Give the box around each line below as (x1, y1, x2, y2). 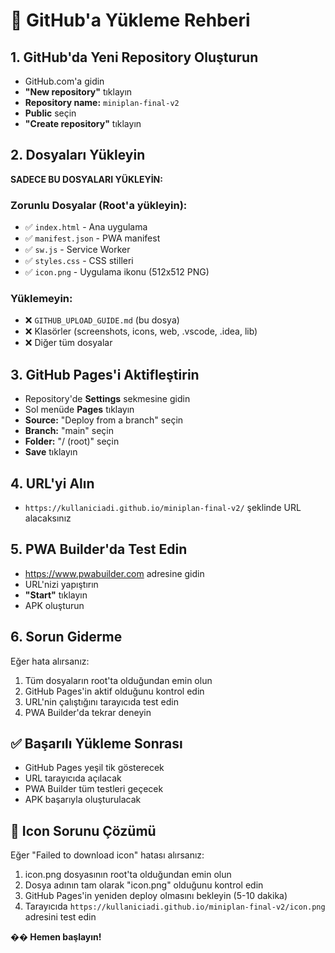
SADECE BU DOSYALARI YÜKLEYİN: (10, 173, 163, 185)
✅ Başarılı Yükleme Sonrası (10, 735, 183, 753)
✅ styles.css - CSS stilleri (24, 255, 134, 267)
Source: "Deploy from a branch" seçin (24, 414, 184, 426)
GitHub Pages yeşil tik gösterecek (24, 762, 165, 774)
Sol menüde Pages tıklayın (24, 404, 135, 416)
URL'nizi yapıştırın (24, 578, 99, 590)
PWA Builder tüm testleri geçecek (24, 783, 164, 795)
